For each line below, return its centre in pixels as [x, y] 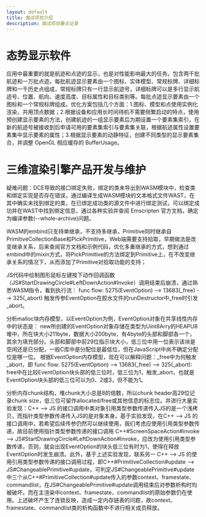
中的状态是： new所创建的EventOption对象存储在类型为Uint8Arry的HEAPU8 [102, 326]
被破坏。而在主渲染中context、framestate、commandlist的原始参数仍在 [97, 492]
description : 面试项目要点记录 [43, 23]
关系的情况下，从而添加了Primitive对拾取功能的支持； [79, 262]
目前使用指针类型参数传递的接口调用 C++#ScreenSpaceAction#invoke [111, 431]
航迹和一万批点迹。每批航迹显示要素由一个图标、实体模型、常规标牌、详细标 [103, 81]
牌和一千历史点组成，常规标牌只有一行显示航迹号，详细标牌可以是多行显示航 [103, 89]
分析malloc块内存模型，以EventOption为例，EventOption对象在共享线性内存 [102, 319]
